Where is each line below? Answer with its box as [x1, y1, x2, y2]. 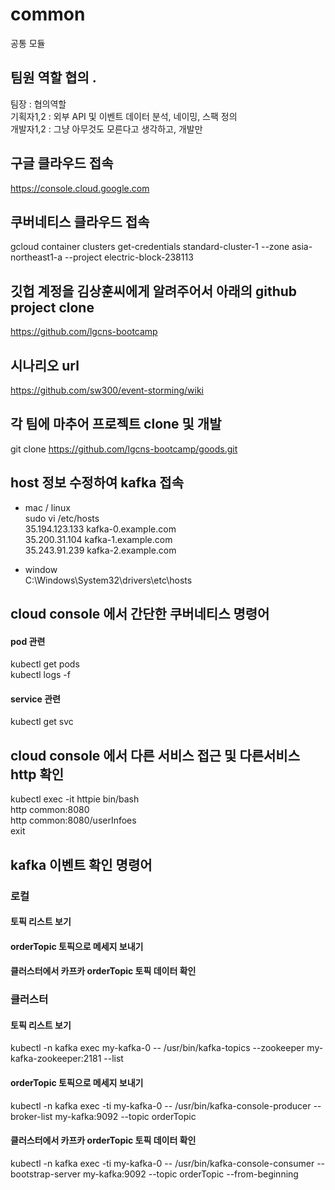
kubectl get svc [10, 716, 74, 728]
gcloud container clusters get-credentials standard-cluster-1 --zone [10, 241, 290, 253]
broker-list [10, 1110, 53, 1122]
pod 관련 [10, 635, 46, 647]
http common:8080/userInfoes [10, 814, 137, 827]
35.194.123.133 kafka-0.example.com [24, 523, 177, 535]
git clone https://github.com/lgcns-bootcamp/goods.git [10, 443, 238, 455]
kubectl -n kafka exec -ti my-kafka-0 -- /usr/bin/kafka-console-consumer [10, 1157, 315, 1169]
